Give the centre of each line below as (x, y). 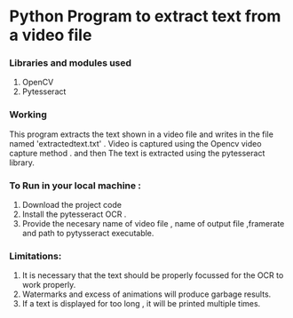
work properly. (49, 285)
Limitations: (36, 256)
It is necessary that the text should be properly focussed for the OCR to (153, 275)
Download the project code (72, 205)
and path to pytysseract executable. (88, 234)
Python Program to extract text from (145, 16)
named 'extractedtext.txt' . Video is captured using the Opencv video (135, 143)
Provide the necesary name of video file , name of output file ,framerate (153, 224)
